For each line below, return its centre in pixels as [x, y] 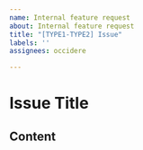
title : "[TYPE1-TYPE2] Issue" [66, 34]
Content [33, 136]
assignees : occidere [48, 51]
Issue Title [49, 103]
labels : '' [30, 43]
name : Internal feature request [70, 18]
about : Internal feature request [72, 26]
